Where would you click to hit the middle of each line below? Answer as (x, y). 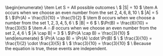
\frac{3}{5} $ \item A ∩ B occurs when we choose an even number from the (81, 28)
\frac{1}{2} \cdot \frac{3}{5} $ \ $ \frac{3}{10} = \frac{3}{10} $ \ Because (78, 43)
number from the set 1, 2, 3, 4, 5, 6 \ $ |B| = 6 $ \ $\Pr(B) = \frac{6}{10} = (77, 23)
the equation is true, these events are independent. (56, 49)
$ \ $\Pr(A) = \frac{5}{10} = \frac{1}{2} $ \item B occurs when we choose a (80, 18)
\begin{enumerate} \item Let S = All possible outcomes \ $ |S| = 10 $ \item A (81, 7)
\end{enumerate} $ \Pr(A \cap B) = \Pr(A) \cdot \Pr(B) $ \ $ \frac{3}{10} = (79, 38)
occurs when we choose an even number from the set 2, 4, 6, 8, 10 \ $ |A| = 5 (82, 13)
